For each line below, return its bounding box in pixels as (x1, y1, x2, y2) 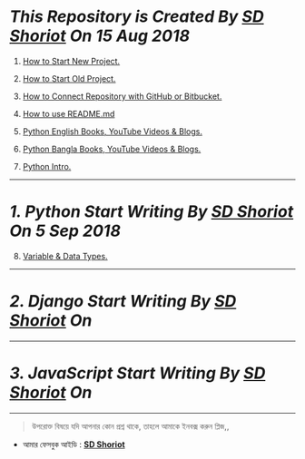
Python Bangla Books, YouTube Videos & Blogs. (22, 143, 202, 154)
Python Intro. (22, 161, 72, 171)
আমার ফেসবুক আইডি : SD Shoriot (22, 438, 125, 450)
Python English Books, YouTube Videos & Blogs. (22, 125, 202, 137)
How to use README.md (22, 108, 115, 119)
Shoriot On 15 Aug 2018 (9, 25, 191, 46)
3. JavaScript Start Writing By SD (9, 363, 266, 383)
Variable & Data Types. (22, 250, 108, 261)
